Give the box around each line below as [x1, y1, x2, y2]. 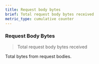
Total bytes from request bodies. [5, 53, 72, 59]
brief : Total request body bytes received [5, 12, 94, 17]
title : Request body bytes [5, 7, 61, 12]
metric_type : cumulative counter [5, 16, 74, 21]
